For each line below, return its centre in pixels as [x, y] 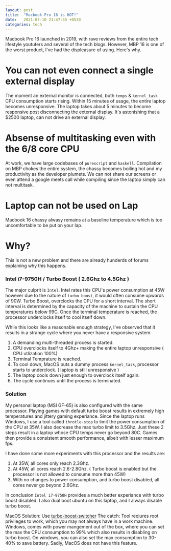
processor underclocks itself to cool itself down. [56, 317]
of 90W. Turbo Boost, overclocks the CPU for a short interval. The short [80, 301]
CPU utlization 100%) [35, 354]
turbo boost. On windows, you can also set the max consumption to [76, 537]
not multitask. [20, 185]
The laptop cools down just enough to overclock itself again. [76, 375]
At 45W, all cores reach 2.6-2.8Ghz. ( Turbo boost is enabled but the [84, 468]
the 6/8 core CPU [42, 149]
